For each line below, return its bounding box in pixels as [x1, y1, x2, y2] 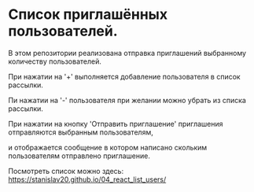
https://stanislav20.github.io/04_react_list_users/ [8, 175, 167, 184]
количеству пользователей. [8, 57, 102, 66]
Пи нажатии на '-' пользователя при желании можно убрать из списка [8, 95, 246, 105]
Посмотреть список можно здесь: [8, 166, 124, 175]
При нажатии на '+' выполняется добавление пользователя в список [8, 72, 241, 81]
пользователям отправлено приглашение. [8, 151, 151, 161]
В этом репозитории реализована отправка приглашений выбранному [8, 48, 246, 57]
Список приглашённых [8, 6, 167, 24]
